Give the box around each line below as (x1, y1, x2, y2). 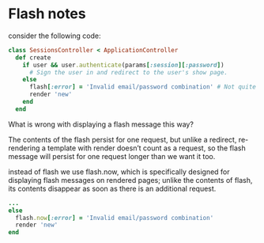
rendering (8, 143, 40, 153)
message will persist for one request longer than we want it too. (8, 151, 216, 161)
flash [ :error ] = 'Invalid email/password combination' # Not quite (28, 83, 257, 91)
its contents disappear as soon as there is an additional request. (8, 184, 217, 193)
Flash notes (8, 5, 86, 23)
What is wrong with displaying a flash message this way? (8, 120, 194, 129)
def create (15, 53, 51, 62)
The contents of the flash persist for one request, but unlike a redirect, (8, 135, 237, 144)
